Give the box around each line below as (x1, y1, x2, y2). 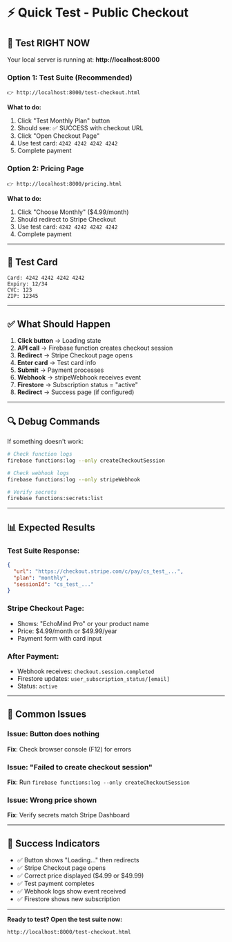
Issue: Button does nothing (7, 729, 100, 739)
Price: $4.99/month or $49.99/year (17, 627, 117, 635)
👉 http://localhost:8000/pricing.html (7, 180, 122, 187)
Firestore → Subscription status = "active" (17, 381, 138, 389)
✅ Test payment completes (17, 880, 95, 888)
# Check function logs (7, 451, 72, 458)
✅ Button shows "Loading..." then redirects (17, 856, 139, 864)
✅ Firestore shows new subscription (17, 895, 121, 903)
